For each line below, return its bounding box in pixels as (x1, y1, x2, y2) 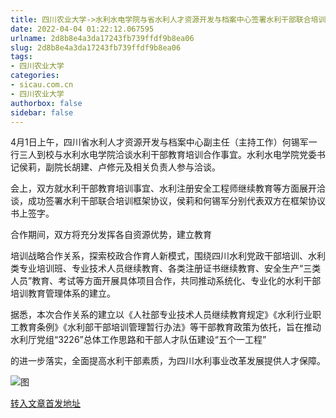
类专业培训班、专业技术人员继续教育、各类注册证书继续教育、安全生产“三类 (10, 262, 322, 275)
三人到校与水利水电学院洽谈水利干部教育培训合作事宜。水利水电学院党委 (18, 149, 317, 161)
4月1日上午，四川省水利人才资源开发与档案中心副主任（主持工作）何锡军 (10, 136, 309, 148)
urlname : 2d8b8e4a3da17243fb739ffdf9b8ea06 (10, 33, 195, 43)
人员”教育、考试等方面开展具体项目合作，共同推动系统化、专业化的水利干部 (10, 275, 322, 287)
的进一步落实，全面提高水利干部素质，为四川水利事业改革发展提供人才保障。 (10, 355, 326, 367)
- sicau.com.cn (10, 80, 74, 90)
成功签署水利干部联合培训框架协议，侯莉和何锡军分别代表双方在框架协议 (27, 195, 326, 207)
